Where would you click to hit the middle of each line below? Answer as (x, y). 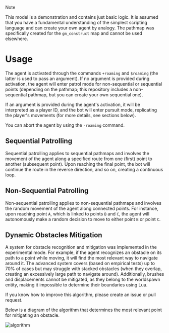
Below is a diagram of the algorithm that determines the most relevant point (84, 310)
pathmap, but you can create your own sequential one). (85, 95)
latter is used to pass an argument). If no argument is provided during (77, 79)
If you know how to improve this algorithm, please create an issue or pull (81, 295)
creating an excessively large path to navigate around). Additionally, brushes (85, 274)
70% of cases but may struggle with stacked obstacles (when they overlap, (84, 269)
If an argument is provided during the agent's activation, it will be (73, 104)
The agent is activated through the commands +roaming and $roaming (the (82, 73)
